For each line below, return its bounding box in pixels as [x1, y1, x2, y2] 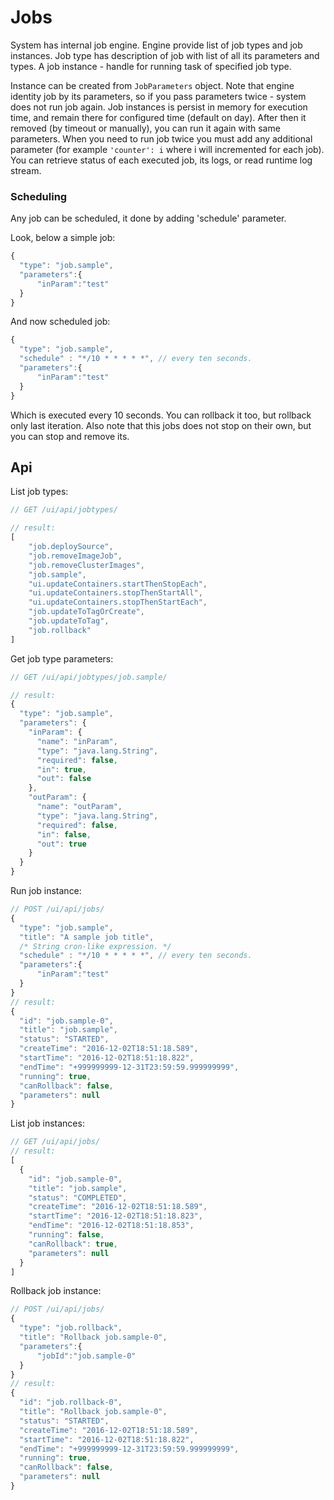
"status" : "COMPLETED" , [28, 1192, 128, 1203]
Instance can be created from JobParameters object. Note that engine [10, 79, 295, 91]
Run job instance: [10, 885, 82, 897]
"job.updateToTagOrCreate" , [28, 607, 145, 617]
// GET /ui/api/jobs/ [10, 1137, 101, 1147]
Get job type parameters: [10, 652, 114, 665]
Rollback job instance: [10, 1285, 102, 1297]
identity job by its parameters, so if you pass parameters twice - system [10, 90, 307, 102]
